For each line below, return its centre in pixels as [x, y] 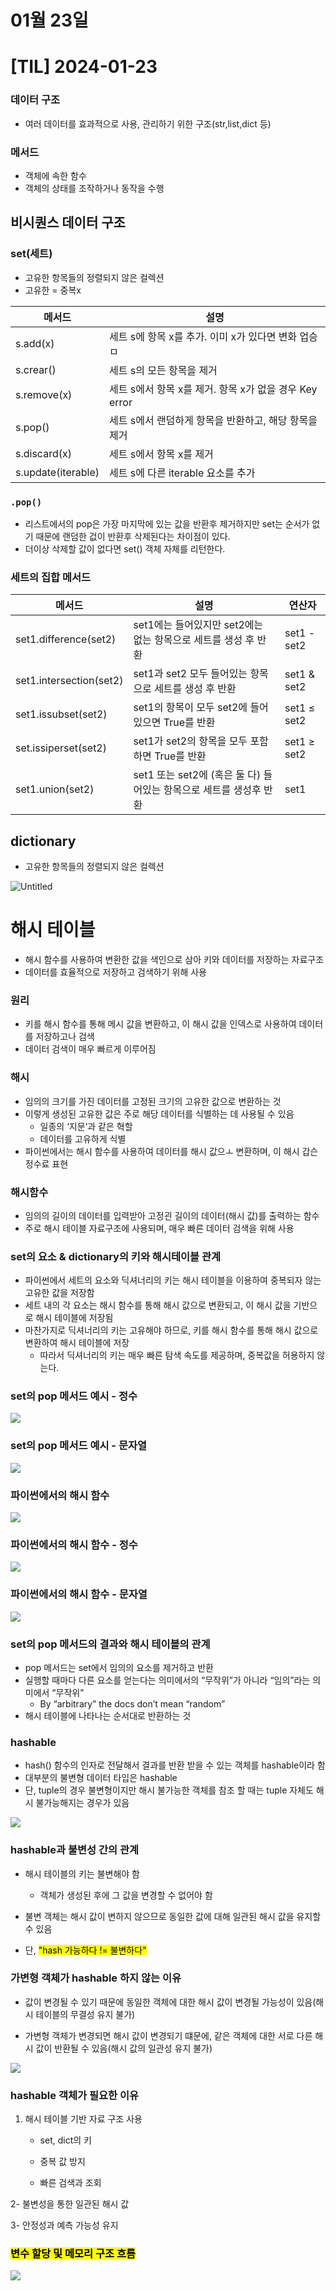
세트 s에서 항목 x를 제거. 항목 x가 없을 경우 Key [213, 389]
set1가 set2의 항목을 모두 [190, 741]
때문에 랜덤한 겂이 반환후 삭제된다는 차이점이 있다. [133, 536]
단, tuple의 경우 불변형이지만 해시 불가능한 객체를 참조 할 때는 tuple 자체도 [169, 1790]
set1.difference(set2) [66, 639]
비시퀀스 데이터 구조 [68, 222]
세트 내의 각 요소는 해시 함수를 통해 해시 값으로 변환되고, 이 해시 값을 [158, 1305]
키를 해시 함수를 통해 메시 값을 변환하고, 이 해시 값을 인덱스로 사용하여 [160, 1024]
